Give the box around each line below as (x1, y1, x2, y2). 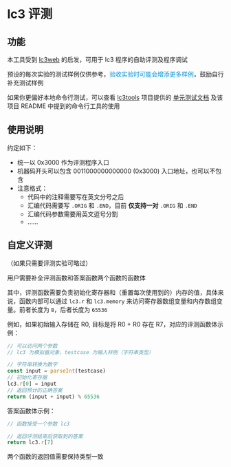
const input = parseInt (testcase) (7, 368, 107, 375)
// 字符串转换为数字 (7, 361, 58, 369)
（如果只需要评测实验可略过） (7, 259, 91, 267)
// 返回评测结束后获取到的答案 (7, 433, 84, 439)
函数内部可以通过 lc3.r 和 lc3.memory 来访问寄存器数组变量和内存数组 (19, 297, 217, 305)
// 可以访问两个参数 (7, 342, 58, 349)
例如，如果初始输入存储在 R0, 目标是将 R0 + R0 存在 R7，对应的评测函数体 (7, 320, 218, 328)
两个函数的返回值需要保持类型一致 (7, 453, 104, 461)
